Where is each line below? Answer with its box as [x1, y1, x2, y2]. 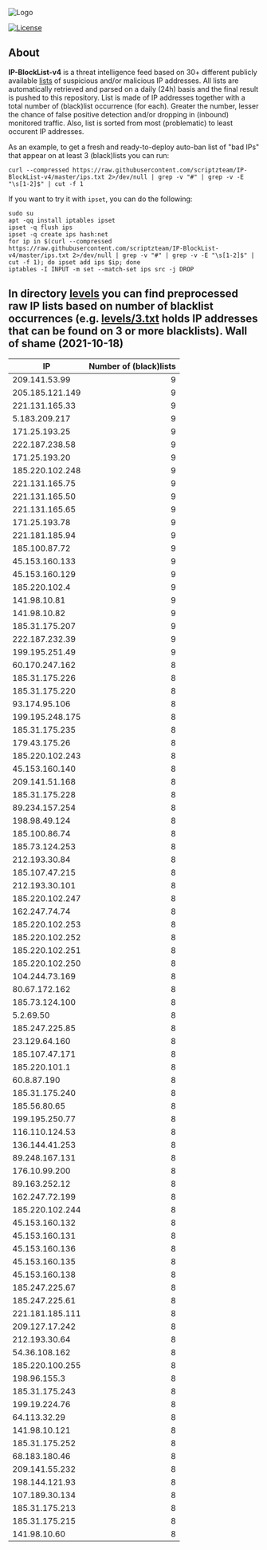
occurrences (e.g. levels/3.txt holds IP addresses [8, 312, 258, 326]
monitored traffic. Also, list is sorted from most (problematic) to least [8, 118, 234, 128]
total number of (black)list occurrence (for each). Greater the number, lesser [8, 101, 259, 111]
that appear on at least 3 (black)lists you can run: [8, 150, 170, 160]
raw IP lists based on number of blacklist [8, 299, 214, 313]
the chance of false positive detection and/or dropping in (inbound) [8, 109, 230, 119]
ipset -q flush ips [8, 223, 73, 231]
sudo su [8, 209, 34, 217]
